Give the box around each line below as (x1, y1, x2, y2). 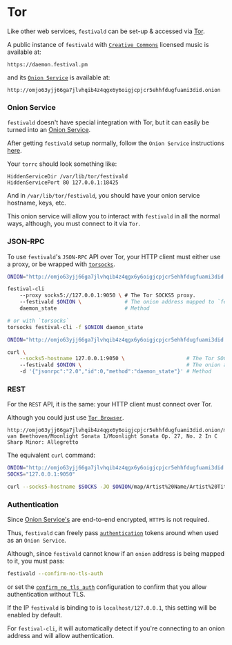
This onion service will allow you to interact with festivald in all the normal (7, 212, 220, 221)
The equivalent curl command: (7, 451, 96, 460)
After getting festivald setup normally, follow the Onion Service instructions (7, 139, 224, 147)
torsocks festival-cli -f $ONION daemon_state (7, 324, 144, 330)
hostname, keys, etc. (7, 198, 67, 207)
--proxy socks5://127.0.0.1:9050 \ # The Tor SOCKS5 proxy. (19, 292, 196, 299)
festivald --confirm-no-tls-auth (7, 570, 104, 577)
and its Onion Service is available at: (7, 73, 110, 82)
